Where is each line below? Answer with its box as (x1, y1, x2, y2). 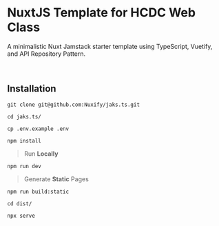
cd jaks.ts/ (7, 113, 41, 120)
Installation (7, 83, 56, 94)
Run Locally (23, 150, 59, 158)
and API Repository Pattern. (7, 50, 86, 58)
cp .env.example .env (7, 125, 70, 132)
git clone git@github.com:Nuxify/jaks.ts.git (7, 101, 140, 108)
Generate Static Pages (23, 174, 90, 183)
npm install (7, 137, 41, 144)
